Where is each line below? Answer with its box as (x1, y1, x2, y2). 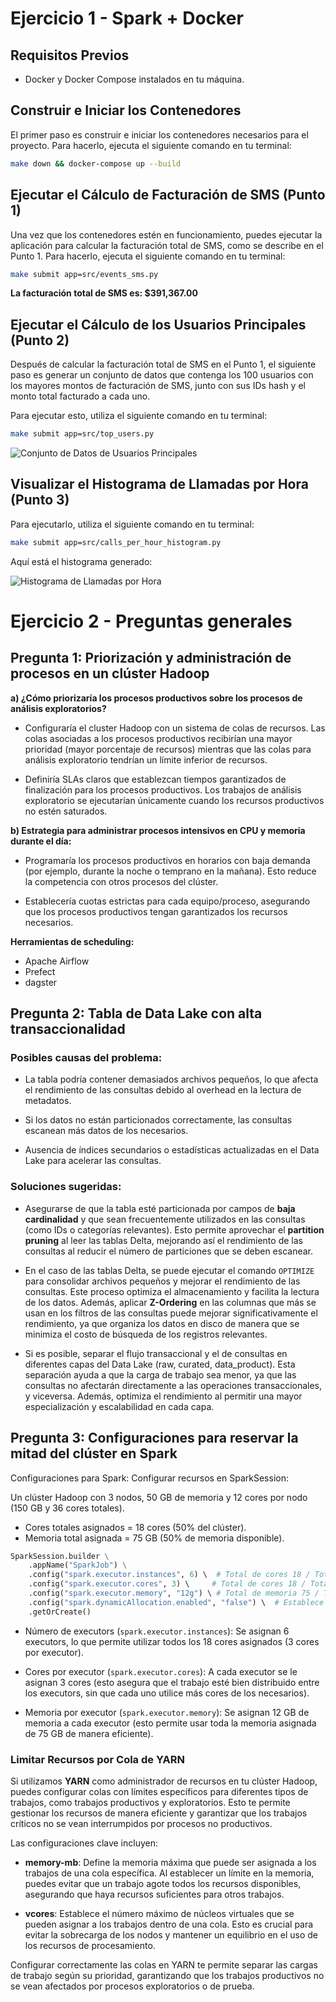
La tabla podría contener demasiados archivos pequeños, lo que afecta (24, 1073, 319, 1086)
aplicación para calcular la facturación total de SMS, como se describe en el (10, 239, 324, 251)
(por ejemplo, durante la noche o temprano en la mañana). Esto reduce (24, 865, 317, 877)
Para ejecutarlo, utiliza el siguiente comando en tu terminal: (10, 518, 255, 530)
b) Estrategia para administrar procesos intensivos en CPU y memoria (10, 824, 306, 836)
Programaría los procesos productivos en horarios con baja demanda (24, 854, 311, 866)
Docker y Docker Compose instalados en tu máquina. (24, 73, 245, 85)
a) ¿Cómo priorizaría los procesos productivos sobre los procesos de (10, 692, 303, 704)
